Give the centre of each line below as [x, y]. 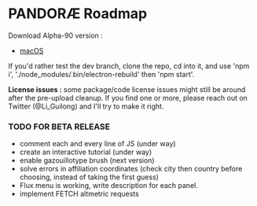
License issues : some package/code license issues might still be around [127, 89]
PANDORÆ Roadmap [78, 14]
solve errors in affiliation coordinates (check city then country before [131, 169]
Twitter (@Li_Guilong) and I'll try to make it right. [86, 106]
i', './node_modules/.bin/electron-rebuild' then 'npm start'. [101, 74]
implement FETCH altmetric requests [79, 194]
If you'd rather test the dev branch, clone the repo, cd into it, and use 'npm [129, 66]
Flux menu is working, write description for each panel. [108, 186]
